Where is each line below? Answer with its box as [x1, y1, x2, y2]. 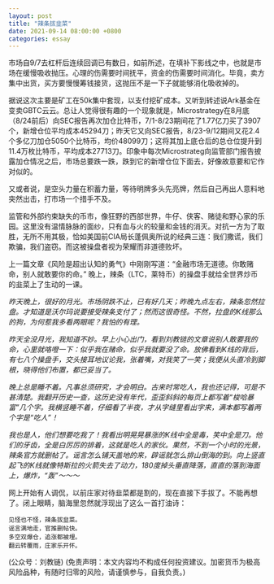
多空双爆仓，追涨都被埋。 [8, 534, 81, 542]
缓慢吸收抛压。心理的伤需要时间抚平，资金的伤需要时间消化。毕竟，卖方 [22, 68, 265, 78]
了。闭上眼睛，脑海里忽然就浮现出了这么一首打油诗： [8, 498, 187, 508]
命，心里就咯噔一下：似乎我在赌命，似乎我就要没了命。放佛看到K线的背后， [8, 345, 263, 355]
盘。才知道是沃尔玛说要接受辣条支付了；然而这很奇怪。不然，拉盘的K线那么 [8, 307, 263, 317]
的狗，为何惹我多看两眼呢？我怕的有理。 [8, 317, 144, 327]
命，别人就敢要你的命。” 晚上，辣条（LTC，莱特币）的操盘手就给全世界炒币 [8, 269, 259, 279]
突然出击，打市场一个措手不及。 [8, 194, 115, 204]
